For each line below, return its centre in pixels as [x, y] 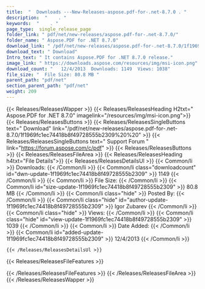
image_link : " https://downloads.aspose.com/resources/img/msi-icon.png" [102, 63]
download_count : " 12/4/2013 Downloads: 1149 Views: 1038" [88, 69]
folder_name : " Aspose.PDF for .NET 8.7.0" [63, 40]
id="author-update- [143, 200]
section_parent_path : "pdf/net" [47, 86]
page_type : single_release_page [49, 29]
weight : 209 [21, 92]
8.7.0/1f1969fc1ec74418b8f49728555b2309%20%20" [74, 134]
